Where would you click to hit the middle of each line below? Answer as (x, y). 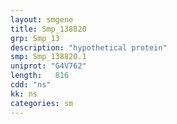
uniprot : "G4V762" (48, 66)
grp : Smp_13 (35, 38)
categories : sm (42, 103)
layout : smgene (42, 19)
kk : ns (24, 94)
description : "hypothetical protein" (89, 47)
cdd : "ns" (31, 85)
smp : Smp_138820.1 (48, 57)
